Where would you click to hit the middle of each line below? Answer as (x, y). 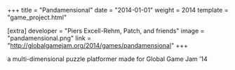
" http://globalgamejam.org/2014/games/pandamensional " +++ (98, 45)
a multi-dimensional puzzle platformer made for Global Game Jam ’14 (108, 59)
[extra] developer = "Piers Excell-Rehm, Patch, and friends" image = (106, 31)
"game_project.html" (37, 17)
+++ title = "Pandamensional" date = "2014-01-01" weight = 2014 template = (118, 10)
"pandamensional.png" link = (49, 38)
